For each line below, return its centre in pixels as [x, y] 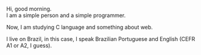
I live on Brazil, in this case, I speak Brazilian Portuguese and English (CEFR [101, 39]
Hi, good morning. [29, 9]
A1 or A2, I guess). [29, 46]
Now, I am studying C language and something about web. [80, 27]
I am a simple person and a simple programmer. [66, 15]
